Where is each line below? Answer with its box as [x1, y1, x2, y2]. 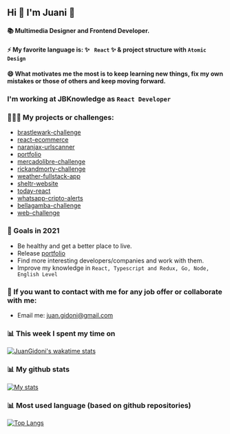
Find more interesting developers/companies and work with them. [17, 256, 205, 265]
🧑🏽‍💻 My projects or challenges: [7, 113, 114, 123]
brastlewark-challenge [17, 128, 81, 136]
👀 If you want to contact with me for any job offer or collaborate [7, 287, 222, 296]
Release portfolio [17, 249, 65, 257]
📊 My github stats [7, 364, 70, 374]
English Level [17, 271, 58, 278]
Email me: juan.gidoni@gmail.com [17, 311, 114, 319]
